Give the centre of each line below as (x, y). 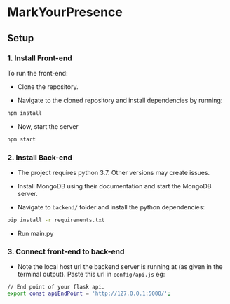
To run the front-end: (38, 73)
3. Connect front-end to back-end (66, 251)
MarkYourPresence (65, 12)
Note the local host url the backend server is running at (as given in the (120, 267)
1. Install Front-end (40, 58)
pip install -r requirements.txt (56, 220)
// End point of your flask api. (56, 287)
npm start (22, 139)
